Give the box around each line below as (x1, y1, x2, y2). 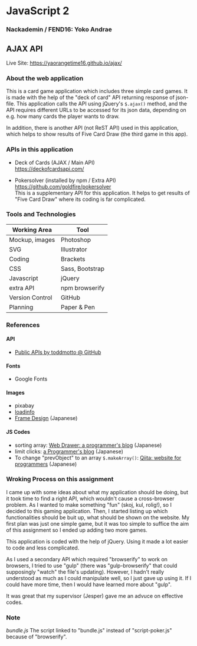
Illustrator (61, 245, 87, 253)
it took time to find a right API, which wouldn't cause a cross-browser (6, 495, 175, 502)
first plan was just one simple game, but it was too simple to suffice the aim (6, 520, 189, 527)
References (6, 321, 40, 329)
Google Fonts (14, 375, 48, 383)
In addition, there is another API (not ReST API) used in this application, (6, 124, 179, 132)
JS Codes (6, 428, 31, 435)
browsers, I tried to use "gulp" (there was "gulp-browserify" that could (6, 562, 178, 569)
